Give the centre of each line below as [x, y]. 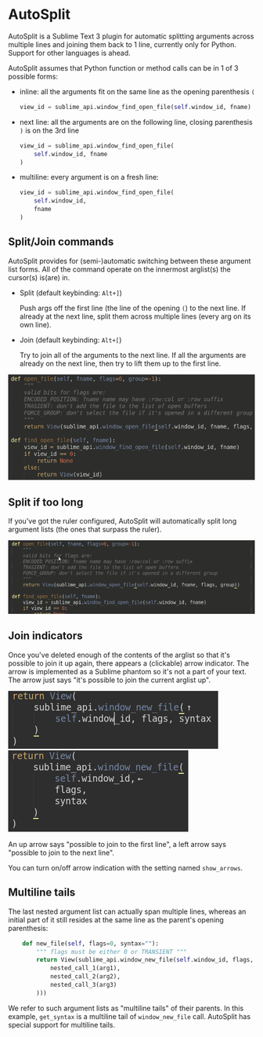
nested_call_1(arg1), [85, 968]
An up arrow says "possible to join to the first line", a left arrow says [117, 844]
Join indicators [46, 636]
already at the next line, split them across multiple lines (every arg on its [135, 316]
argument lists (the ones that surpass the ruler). [85, 529]
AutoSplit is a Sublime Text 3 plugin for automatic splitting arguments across [131, 36]
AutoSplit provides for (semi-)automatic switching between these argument [130, 261]
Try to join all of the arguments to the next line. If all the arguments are [133, 355]
